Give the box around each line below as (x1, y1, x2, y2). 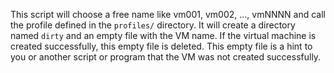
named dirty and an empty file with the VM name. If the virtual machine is (10, 30, 317, 41)
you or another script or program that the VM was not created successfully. (10, 51, 322, 63)
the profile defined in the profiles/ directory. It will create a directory (10, 19, 296, 31)
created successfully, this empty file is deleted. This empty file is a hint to (10, 40, 313, 52)
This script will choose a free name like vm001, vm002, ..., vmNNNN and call (10, 9, 326, 20)
